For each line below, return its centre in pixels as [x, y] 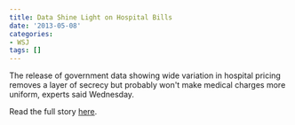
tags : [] [25, 51]
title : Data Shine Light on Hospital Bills [91, 17]
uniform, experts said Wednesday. [72, 95]
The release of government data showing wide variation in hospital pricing [145, 75]
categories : [31, 34]
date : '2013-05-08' [45, 26]
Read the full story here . [53, 112]
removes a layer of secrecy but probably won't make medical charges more [147, 85]
